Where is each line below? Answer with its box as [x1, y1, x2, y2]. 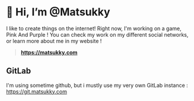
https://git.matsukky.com [6, 88, 67, 95]
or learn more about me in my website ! [6, 37, 102, 44]
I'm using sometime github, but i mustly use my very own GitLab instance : [6, 82, 188, 89]
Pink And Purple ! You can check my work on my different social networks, [6, 31, 189, 38]
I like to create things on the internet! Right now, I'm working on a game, [6, 25, 182, 32]
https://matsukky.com [20, 48, 78, 56]
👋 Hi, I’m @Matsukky [6, 5, 111, 19]
